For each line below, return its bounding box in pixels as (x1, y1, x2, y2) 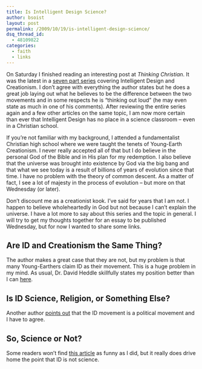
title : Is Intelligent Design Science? (6, 8, 107, 15)
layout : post (6, 20, 39, 26)
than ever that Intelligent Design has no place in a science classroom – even (6, 116, 195, 123)
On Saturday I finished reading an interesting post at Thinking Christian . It (6, 70, 189, 78)
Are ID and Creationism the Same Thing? (6, 241, 162, 251)
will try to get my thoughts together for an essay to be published (6, 216, 166, 224)
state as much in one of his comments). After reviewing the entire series (6, 102, 186, 110)
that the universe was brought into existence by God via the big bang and (6, 159, 189, 167)
